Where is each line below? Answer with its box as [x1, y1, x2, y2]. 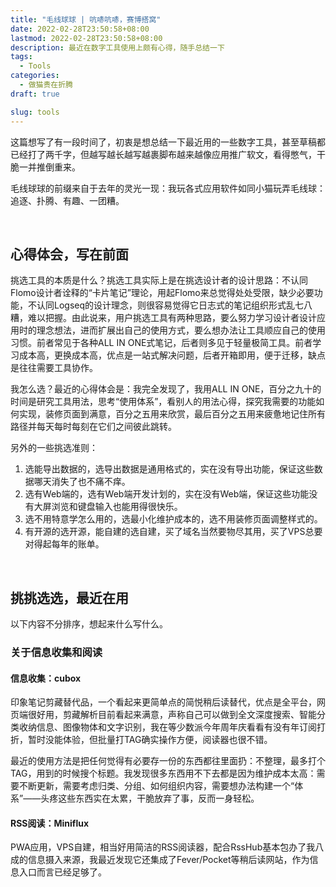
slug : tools [10, 107, 60, 117]
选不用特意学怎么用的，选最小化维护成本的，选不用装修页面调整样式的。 [24, 513, 323, 525]
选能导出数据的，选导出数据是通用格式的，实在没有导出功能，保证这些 [24, 463, 315, 475]
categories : [10, 71, 60, 81]
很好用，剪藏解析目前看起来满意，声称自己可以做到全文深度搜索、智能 [27, 709, 317, 721]
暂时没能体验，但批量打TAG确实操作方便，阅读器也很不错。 [27, 734, 273, 746]
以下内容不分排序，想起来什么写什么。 [10, 618, 168, 630]
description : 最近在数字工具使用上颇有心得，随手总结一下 [10, 42, 225, 53]
